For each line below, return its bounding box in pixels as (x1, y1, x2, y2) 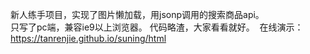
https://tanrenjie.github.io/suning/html (10, 33, 167, 44)
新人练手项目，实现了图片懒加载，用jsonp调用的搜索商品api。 (10, 9, 265, 20)
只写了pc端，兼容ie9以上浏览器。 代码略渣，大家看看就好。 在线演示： (10, 21, 304, 33)
